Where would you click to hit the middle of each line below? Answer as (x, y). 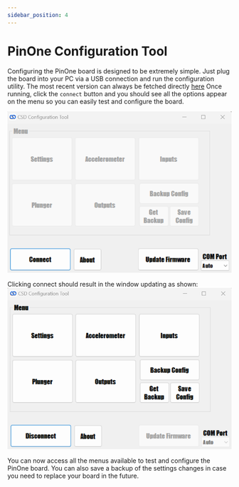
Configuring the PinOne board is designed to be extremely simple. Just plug (118, 71)
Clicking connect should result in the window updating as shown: (103, 284)
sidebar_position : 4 (38, 15)
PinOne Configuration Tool (87, 51)
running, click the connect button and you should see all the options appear (117, 93)
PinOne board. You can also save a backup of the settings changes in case (117, 468)
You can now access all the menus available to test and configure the (109, 461)
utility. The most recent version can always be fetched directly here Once (115, 86)
